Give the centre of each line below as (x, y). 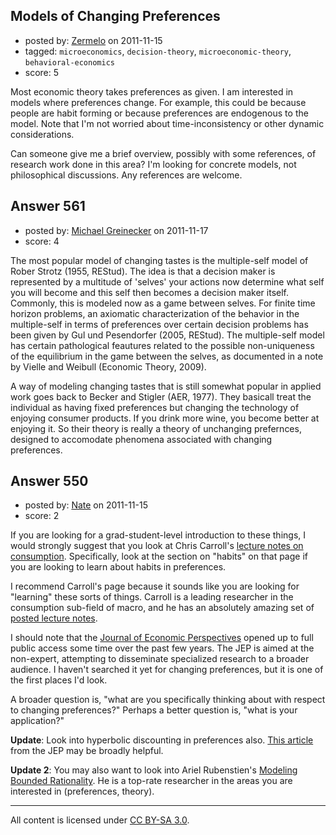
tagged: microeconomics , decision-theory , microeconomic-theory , (158, 51)
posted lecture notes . (54, 618)
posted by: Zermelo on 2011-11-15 (93, 40)
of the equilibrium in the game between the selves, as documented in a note (167, 356)
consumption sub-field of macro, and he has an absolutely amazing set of (162, 608)
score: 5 (42, 72)
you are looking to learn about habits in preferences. (118, 567)
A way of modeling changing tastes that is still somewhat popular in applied (166, 386)
